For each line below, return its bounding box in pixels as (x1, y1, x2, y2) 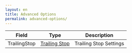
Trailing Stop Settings (74, 40, 125, 47)
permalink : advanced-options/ (5, 16, 68, 21)
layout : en (5, 7, 28, 12)
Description (85, 32, 114, 39)
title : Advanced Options (5, 12, 56, 17)
